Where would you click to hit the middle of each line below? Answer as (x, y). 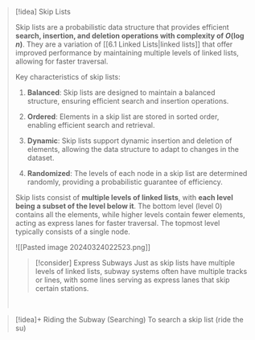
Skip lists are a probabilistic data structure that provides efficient (122, 27)
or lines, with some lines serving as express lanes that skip (132, 280)
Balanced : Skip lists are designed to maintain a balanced (121, 92)
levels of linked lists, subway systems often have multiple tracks (141, 271)
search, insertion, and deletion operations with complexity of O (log (130, 36)
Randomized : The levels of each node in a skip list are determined (137, 173)
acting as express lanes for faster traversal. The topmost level (117, 223)
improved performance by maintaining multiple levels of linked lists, (127, 53)
